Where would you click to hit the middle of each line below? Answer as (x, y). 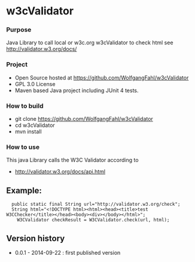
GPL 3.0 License (35, 84)
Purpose (19, 30)
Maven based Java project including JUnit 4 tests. (77, 90)
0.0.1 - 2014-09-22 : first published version (68, 253)
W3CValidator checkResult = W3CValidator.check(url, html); (93, 220)
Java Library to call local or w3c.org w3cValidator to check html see (90, 42)
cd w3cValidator (35, 125)
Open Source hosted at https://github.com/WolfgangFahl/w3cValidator (102, 77)
